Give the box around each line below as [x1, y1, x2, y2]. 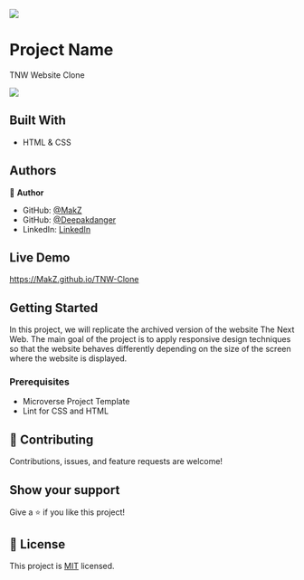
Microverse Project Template [22, 396, 130, 407]
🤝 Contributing [9, 432, 94, 447]
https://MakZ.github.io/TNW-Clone [9, 274, 139, 285]
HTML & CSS [22, 137, 71, 147]
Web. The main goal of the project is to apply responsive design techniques [9, 334, 291, 345]
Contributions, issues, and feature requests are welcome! [9, 456, 223, 467]
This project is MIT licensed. [9, 560, 115, 571]
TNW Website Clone [9, 69, 85, 81]
